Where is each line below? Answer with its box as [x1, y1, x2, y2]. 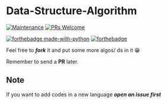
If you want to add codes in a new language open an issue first [6, 90, 161, 98]
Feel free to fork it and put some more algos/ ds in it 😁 [6, 46, 140, 54]
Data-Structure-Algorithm [6, 4, 137, 18]
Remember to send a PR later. [6, 58, 79, 65]
